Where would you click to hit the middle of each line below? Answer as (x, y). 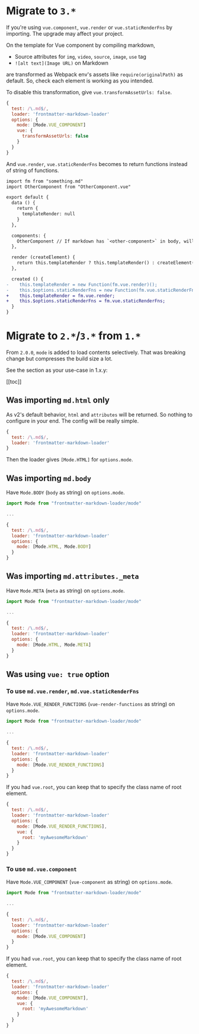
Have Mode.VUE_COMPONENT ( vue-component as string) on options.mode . (89, 882)
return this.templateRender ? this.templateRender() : (86, 263)
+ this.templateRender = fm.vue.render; (61, 296)
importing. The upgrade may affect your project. (65, 33)
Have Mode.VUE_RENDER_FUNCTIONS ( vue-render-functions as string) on (91, 704)
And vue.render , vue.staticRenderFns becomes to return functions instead (97, 164)
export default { (28, 197)
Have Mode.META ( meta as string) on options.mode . (66, 591)
